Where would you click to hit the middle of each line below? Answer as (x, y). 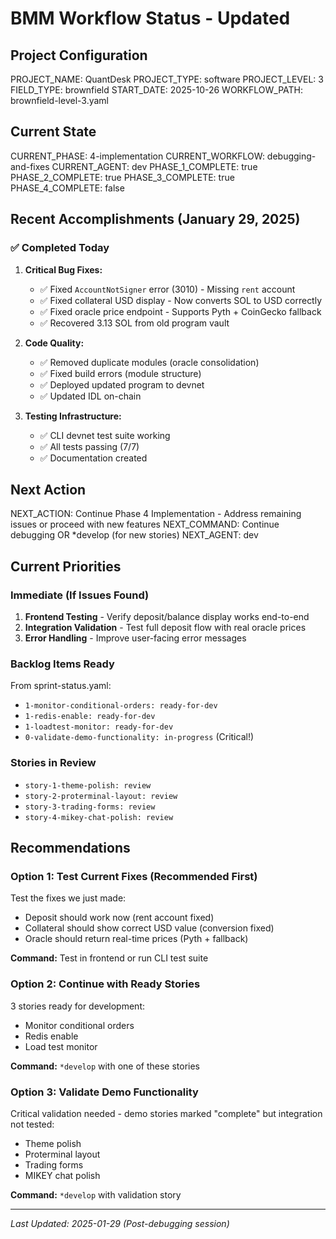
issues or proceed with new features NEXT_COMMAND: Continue (145, 524)
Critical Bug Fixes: (63, 269)
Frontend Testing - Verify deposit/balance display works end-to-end (167, 616)
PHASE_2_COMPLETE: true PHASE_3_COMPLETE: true (122, 177)
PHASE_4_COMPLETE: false (67, 188)
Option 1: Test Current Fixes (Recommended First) (134, 876)
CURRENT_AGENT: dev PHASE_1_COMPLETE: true (154, 166)
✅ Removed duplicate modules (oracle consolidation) (149, 362)
